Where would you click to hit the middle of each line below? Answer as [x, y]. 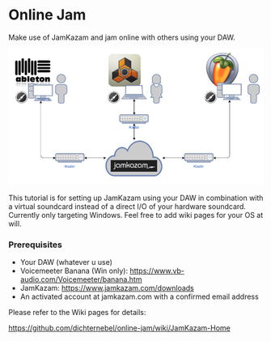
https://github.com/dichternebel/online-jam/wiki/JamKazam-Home [119, 328]
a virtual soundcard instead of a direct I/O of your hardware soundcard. [127, 206]
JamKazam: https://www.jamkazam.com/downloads [107, 288]
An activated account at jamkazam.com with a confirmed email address [139, 296]
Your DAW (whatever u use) [66, 262]
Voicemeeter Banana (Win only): [74, 271]
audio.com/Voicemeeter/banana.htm [81, 279]
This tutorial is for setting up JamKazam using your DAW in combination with [136, 198]
